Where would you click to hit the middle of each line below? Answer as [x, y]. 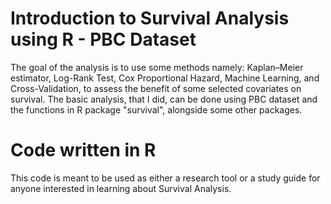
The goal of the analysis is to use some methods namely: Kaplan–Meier [157, 67]
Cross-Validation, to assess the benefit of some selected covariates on [156, 88]
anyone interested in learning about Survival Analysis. [121, 188]
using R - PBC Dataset [103, 39]
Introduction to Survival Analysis [150, 18]
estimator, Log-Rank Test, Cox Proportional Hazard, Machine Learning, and [165, 78]
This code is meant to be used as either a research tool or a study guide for [165, 178]
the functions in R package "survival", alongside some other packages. [156, 109]
